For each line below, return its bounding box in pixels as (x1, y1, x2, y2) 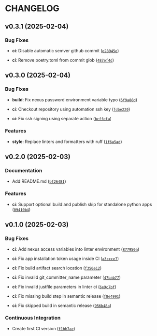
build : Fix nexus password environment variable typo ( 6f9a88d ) (12, 96, 138, 102)
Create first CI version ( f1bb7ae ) (12, 325, 76, 331)
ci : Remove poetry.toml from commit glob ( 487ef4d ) (12, 57, 114, 63)
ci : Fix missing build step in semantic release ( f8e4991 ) (12, 293, 121, 299)
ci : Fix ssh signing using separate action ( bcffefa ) (12, 115, 112, 121)
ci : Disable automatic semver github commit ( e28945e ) (12, 48, 119, 53)
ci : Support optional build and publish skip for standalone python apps (12, 201, 152, 207)
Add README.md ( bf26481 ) (12, 178, 66, 184)
